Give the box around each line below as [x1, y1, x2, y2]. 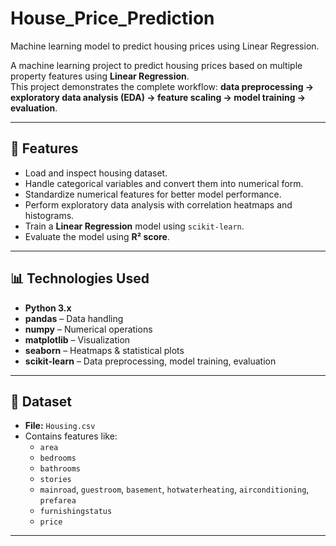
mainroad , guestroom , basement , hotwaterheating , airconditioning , [39, 483, 310, 496]
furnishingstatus [39, 507, 113, 517]
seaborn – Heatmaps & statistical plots [24, 344, 185, 356]
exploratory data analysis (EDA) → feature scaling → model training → [10, 91, 307, 103]
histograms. [24, 209, 75, 221]
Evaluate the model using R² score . [24, 230, 170, 242]
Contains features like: [24, 430, 118, 442]
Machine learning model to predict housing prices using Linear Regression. [10, 40, 320, 52]
